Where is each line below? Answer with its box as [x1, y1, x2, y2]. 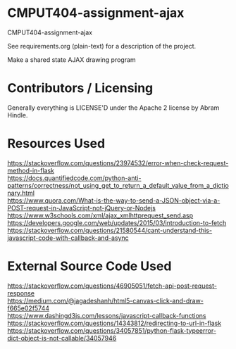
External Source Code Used [7, 258, 172, 274]
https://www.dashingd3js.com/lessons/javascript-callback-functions [7, 311, 206, 319]
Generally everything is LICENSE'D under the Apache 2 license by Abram [7, 103, 220, 112]
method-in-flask [7, 166, 55, 174]
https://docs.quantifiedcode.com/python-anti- [7, 174, 142, 182]
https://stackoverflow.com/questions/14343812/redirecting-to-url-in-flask [7, 319, 222, 327]
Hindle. [7, 110, 28, 119]
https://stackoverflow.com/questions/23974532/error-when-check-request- [7, 158, 229, 167]
